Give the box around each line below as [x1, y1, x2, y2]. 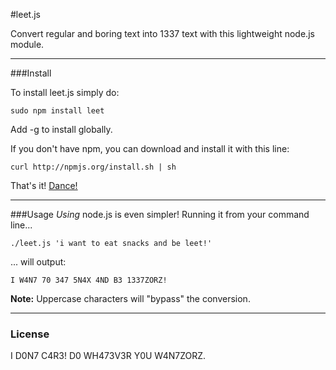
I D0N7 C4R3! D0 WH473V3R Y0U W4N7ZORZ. [10, 350, 207, 362]
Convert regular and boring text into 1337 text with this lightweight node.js [10, 28, 315, 39]
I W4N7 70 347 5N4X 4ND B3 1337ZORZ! [10, 275, 168, 285]
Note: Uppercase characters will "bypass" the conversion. [10, 293, 251, 304]
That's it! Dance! [10, 180, 78, 191]
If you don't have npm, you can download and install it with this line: [10, 143, 290, 154]
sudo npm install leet [10, 106, 105, 116]
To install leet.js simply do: [10, 87, 120, 98]
